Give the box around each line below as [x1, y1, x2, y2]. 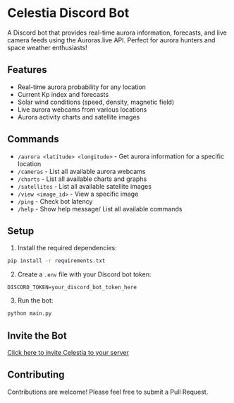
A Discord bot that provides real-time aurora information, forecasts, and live [7, 28, 227, 37]
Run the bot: [17, 296, 54, 305]
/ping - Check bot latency [17, 197, 93, 206]
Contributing [7, 369, 65, 381]
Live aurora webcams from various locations [17, 105, 147, 114]
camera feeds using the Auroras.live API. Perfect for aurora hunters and [7, 35, 216, 44]
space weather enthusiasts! [7, 43, 88, 52]
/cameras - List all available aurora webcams [17, 167, 146, 175]
